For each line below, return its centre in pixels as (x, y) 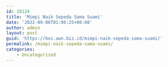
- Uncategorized (36, 55)
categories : (20, 50)
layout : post (22, 33)
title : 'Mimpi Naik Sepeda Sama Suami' (55, 17)
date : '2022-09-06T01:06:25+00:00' (49, 22)
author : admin (23, 28)
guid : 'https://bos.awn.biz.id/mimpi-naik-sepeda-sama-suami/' (85, 38)
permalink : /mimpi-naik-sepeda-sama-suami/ (60, 44)
